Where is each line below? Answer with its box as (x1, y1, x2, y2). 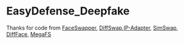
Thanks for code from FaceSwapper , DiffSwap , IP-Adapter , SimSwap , (6, 24, 179, 31)
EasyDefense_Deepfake (6, 4, 130, 18)
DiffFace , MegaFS (6, 30, 52, 37)
